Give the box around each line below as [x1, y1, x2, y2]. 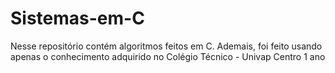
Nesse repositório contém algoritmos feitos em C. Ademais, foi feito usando [10, 40, 323, 52]
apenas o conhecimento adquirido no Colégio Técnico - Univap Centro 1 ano [10, 50, 326, 62]
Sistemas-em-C [10, 7, 145, 30]
